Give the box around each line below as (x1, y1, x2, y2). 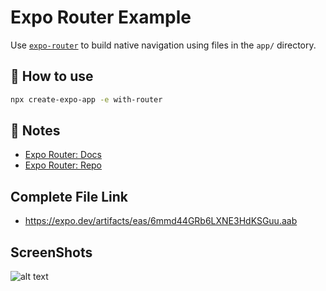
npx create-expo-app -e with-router (10, 94, 163, 105)
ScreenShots (10, 244, 93, 261)
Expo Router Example (10, 6, 192, 29)
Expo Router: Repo (24, 159, 103, 171)
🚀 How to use (10, 68, 94, 85)
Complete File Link (10, 188, 128, 205)
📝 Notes (10, 122, 61, 140)
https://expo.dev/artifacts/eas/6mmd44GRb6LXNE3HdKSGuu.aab (24, 215, 298, 227)
